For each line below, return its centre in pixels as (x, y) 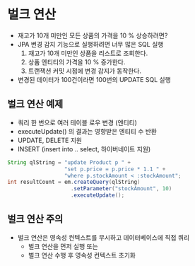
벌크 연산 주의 (35, 219)
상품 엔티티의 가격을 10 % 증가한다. (77, 62)
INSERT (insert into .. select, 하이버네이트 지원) (84, 149)
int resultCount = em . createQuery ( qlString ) (74, 182)
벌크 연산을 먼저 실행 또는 (63, 246)
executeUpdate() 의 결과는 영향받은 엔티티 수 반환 (87, 131)
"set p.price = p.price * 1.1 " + (115, 169)
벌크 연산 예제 (35, 104)
